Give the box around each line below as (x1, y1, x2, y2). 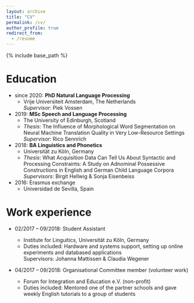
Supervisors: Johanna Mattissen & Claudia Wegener (23, 255, 149, 262)
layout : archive (6, 8, 46, 15)
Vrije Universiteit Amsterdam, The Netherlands (23, 98, 136, 105)
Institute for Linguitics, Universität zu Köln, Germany (23, 236, 149, 243)
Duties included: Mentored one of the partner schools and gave (23, 284, 177, 291)
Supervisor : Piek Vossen (23, 104, 83, 111)
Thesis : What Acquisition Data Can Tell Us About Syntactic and (23, 154, 176, 161)
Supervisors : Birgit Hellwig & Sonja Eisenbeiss (23, 172, 135, 179)
